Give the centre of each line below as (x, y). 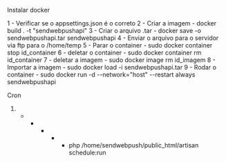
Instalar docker (29, 10)
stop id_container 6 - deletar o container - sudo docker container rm (104, 52)
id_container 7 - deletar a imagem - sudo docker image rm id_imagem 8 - (111, 60)
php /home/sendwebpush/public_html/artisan (134, 145)
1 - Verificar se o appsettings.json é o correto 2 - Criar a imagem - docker (112, 23)
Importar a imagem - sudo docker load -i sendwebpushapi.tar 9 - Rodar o (112, 67)
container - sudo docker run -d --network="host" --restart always (101, 74)
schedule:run (87, 152)
